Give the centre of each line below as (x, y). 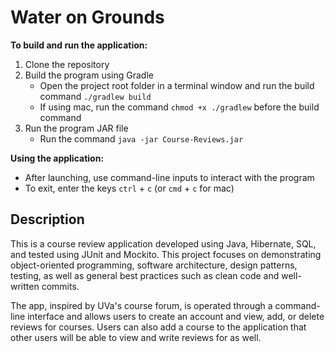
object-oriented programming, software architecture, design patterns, (154, 265)
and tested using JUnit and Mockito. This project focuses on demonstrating (166, 254)
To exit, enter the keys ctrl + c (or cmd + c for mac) (129, 188)
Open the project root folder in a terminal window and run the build (177, 85)
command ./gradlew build (95, 96)
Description (47, 219)
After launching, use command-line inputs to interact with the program (169, 177)
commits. (60, 286)
